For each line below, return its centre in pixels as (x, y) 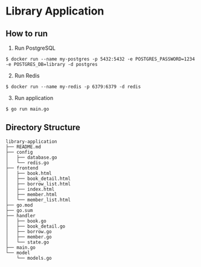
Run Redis (27, 76)
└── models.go (34, 258)
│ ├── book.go (26, 221)
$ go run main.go (27, 109)
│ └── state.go (27, 242)
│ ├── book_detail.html (38, 179)
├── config (19, 152)
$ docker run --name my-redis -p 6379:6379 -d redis (73, 87)
